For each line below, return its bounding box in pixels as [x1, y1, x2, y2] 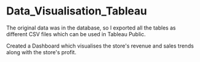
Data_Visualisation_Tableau [6, 4, 147, 18]
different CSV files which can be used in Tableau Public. [6, 30, 146, 37]
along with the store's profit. [6, 48, 77, 55]
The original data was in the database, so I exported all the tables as [6, 24, 176, 31]
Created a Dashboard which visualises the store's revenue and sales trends [6, 42, 195, 49]
